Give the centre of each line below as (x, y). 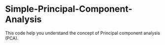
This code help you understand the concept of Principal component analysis (82, 33)
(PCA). (12, 38)
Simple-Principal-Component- (69, 9)
